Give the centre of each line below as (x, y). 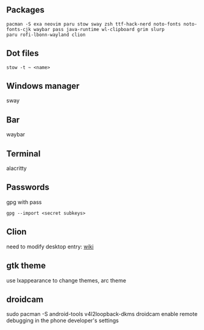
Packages (25, 10)
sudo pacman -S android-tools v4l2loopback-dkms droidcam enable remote (102, 314)
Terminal (23, 154)
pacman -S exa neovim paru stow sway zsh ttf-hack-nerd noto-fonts (94, 24)
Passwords (28, 187)
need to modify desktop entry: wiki (50, 247)
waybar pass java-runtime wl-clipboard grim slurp (99, 29)
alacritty (17, 168)
